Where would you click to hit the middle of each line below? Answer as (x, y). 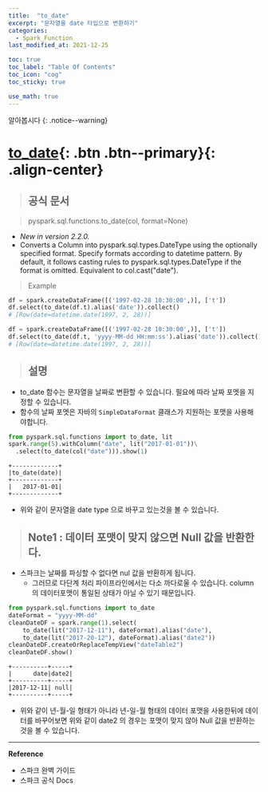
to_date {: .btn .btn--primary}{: (112, 153)
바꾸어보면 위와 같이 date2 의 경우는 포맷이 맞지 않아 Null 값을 (131, 721)
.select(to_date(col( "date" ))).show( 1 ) (82, 451)
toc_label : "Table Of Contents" (62, 67)
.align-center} (56, 169)
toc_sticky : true (37, 82)
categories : (28, 30)
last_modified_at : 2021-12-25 (59, 45)
